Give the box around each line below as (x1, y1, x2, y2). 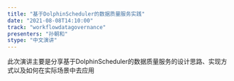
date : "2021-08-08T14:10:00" (7, 17, 94, 24)
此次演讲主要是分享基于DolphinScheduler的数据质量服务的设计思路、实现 (7, 58, 221, 66)
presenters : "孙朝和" (7, 30, 68, 38)
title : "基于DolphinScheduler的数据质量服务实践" (7, 10, 145, 18)
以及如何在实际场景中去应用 (13, 66, 94, 75)
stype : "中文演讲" (7, 37, 58, 44)
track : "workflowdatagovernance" (7, 23, 106, 31)
